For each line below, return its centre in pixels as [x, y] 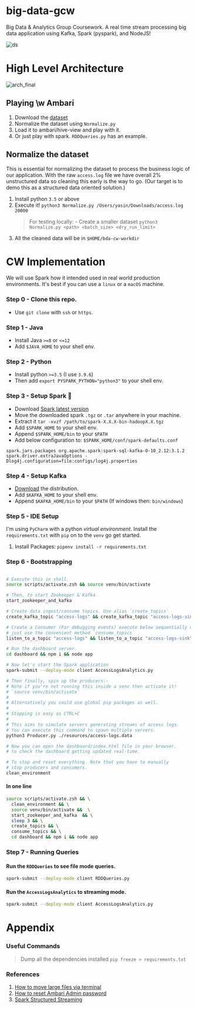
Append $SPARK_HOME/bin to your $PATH [61, 433]
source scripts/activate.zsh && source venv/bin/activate [78, 585]
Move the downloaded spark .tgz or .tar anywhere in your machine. [98, 415]
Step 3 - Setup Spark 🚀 [39, 396]
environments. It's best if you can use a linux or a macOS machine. [86, 284]
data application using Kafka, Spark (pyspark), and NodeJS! [79, 33]
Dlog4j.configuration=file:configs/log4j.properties [72, 461]
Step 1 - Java [25, 327]
